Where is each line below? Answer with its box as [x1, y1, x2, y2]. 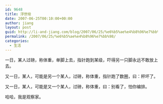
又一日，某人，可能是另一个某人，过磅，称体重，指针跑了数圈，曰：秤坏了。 [5, 73, 158, 79]
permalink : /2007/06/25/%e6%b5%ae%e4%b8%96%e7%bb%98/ [5, 34, 116, 39]
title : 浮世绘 [5, 12, 32, 16]
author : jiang [5, 20, 34, 26]
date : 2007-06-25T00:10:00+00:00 [5, 16, 73, 21]
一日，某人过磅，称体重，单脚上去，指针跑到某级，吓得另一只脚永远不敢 [5, 57, 149, 63]
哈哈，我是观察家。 [5, 94, 44, 100]
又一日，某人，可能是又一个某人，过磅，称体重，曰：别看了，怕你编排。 [5, 83, 149, 89]
